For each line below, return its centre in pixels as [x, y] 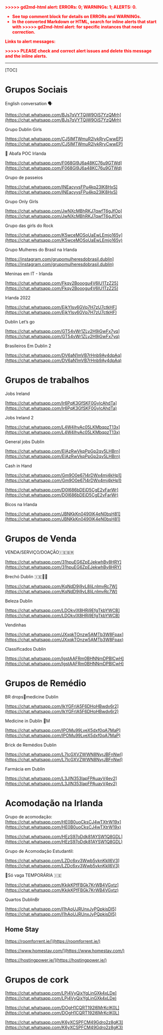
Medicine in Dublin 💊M [27, 721]
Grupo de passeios [24, 177]
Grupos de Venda [41, 539]
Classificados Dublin [25, 649]
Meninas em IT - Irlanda [29, 273]
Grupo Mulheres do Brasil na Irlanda [41, 249]
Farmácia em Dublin [25, 769]
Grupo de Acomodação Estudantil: [39, 851]
